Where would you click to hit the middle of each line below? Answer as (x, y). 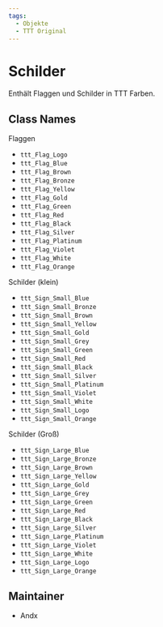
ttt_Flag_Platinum (51, 241)
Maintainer (36, 596)
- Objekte (32, 24)
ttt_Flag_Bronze (47, 181)
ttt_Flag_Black (46, 224)
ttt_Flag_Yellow (47, 190)
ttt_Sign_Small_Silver (58, 376)
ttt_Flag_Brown (46, 172)
